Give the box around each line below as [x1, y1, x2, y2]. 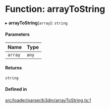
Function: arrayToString [5, 3, 106, 15]
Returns [5, 64, 22, 70]
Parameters [5, 31, 30, 37]
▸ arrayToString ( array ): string [5, 20, 68, 26]
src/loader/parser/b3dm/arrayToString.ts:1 [5, 97, 91, 103]
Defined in [5, 86, 27, 92]
